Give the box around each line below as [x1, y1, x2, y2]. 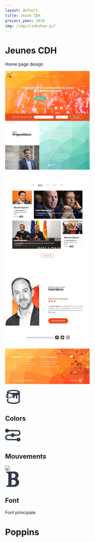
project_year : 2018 [5, 18, 45, 23]
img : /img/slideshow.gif [5, 24, 56, 28]
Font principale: [5, 509, 37, 515]
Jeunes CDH [5, 45, 57, 56]
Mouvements [5, 452, 47, 461]
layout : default [5, 8, 38, 13]
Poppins [5, 526, 40, 538]
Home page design [5, 61, 44, 67]
